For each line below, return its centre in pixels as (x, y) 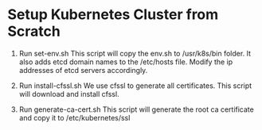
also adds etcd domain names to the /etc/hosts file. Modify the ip (126, 62)
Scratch (34, 31)
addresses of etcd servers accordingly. (83, 70)
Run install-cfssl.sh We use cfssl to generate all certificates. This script (135, 86)
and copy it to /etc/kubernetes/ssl (74, 117)
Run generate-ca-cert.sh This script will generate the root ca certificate (136, 109)
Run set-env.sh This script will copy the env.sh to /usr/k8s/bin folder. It (135, 53)
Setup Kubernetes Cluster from (113, 15)
